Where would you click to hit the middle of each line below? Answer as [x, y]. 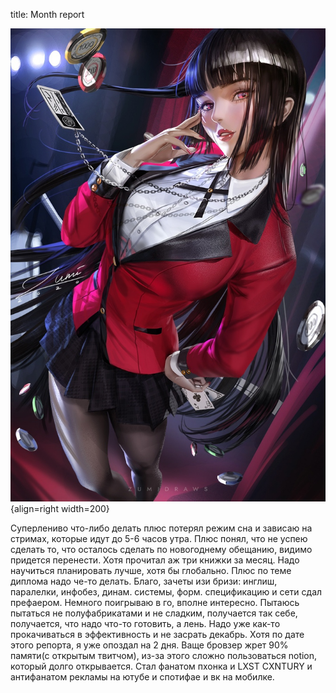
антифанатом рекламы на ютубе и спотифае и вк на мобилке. [142, 676]
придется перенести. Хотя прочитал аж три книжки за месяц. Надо [155, 560]
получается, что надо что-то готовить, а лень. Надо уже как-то [145, 623]
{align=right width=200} [60, 508]
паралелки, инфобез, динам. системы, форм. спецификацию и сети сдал [166, 591]
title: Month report [47, 14]
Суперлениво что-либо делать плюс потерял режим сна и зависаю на [161, 528]
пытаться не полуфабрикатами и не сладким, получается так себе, [154, 613]
